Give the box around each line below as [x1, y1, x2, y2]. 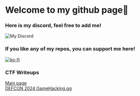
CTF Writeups [5, 69, 40, 76]
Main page [5, 80, 27, 86]
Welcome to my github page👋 [5, 4, 129, 16]
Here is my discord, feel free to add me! [5, 22, 101, 29]
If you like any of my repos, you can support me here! [5, 45, 136, 52]
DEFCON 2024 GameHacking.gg [5, 86, 72, 92]
